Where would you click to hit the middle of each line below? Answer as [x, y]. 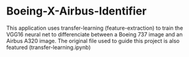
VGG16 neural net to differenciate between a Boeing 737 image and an [94, 34]
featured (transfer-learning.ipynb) [49, 47]
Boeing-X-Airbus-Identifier [77, 11]
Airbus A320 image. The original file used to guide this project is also [93, 41]
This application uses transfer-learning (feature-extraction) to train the [95, 28]
